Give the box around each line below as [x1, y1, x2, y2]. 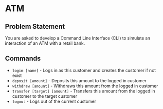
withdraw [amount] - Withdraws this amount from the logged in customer [12, 83, 158, 89]
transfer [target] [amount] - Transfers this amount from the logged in [12, 88, 156, 94]
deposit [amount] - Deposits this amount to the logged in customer [12, 77, 147, 83]
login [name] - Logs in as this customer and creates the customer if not [12, 67, 156, 73]
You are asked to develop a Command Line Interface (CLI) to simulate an [5, 35, 151, 41]
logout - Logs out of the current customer [12, 98, 96, 104]
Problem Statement [5, 22, 65, 31]
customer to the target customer [12, 93, 77, 99]
